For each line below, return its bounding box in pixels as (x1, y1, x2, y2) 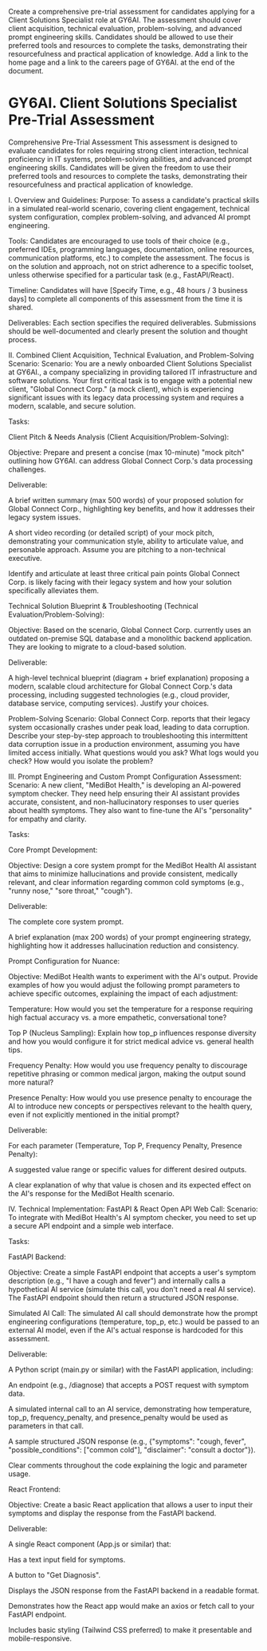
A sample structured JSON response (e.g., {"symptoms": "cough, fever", (8, 1436, 246, 1446)
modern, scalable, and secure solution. (8, 401, 136, 410)
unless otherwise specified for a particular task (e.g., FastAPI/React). (8, 270, 234, 279)
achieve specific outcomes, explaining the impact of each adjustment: (8, 989, 238, 998)
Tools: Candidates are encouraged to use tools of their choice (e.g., (8, 235, 230, 246)
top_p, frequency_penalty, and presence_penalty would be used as (8, 1412, 229, 1422)
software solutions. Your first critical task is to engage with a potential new (8, 375, 253, 385)
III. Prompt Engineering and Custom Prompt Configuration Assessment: (8, 772, 241, 781)
